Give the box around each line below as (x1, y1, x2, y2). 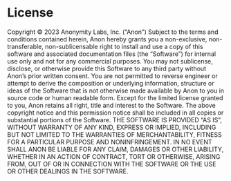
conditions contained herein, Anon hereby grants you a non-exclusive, (7, 35, 207, 43)
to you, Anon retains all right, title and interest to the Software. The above (7, 101, 216, 109)
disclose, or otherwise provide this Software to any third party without (7, 64, 206, 73)
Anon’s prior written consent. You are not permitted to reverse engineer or (7, 71, 218, 80)
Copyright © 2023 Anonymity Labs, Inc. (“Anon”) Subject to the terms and (7, 28, 219, 36)
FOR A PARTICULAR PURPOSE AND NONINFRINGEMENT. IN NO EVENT (7, 137, 212, 146)
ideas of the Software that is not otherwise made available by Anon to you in (7, 86, 225, 95)
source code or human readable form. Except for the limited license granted (7, 93, 223, 102)
